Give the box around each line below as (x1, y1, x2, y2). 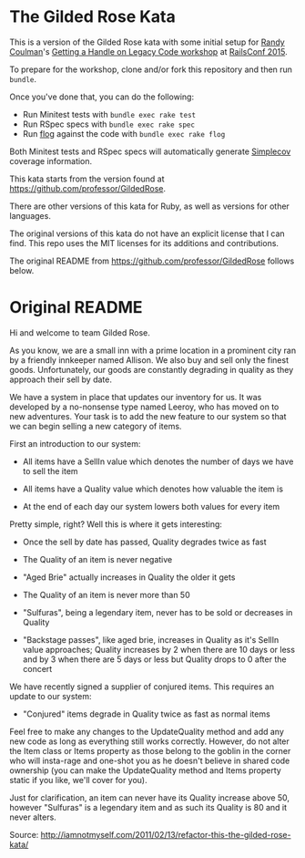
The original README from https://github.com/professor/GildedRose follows (9, 255, 295, 266)
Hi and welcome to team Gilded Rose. (9, 326, 150, 338)
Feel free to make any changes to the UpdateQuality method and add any (9, 726, 285, 737)
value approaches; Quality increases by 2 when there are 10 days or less (22, 644, 296, 655)
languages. (9, 210, 52, 221)
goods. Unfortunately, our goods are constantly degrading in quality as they (9, 364, 294, 375)
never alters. (9, 811, 56, 822)
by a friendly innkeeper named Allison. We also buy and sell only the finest (9, 354, 290, 366)
